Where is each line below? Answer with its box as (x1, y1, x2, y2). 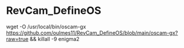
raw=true (6, 35, 29, 42)
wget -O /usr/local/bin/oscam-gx (6, 23, 87, 30)
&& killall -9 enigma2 (29, 35, 80, 42)
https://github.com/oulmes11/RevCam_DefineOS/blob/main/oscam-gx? (6, 29, 178, 36)
